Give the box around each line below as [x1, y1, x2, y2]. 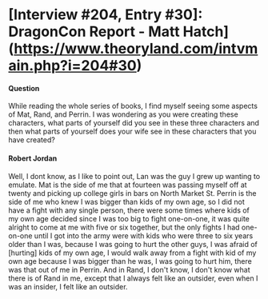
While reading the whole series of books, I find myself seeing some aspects [8, 102, 258, 111]
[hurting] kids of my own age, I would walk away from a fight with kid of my [8, 248, 257, 257]
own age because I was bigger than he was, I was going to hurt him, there [8, 256, 252, 265]
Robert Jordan [8, 153, 58, 163]
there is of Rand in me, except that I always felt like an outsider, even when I [8, 273, 258, 283]
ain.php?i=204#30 [8, 57, 138, 75]
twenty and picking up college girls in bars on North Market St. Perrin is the [8, 188, 257, 197]
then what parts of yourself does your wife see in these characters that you [8, 126, 257, 137]
